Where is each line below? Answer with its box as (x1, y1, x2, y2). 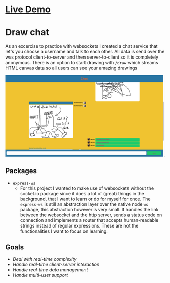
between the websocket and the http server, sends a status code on (20, 212, 162, 218)
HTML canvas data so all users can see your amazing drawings (5, 65, 138, 71)
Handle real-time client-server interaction (12, 261, 100, 268)
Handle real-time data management (12, 267, 88, 273)
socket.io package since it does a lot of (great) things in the (20, 191, 144, 197)
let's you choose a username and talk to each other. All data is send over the (5, 49, 165, 55)
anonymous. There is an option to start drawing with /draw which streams (5, 60, 158, 66)
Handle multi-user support (12, 272, 68, 278)
